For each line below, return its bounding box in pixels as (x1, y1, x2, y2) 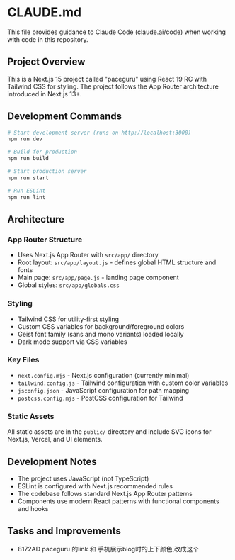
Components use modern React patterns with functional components (17, 497, 219, 505)
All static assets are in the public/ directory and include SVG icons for (7, 427, 212, 436)
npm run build (7, 155, 50, 162)
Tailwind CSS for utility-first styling (17, 315, 119, 323)
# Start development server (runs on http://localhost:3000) (7, 129, 192, 136)
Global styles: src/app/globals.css (17, 281, 120, 289)
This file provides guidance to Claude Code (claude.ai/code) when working (7, 28, 227, 36)
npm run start (7, 174, 50, 181)
